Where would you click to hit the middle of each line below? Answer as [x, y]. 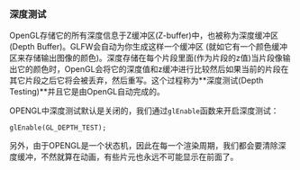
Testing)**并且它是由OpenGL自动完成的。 [87, 92]
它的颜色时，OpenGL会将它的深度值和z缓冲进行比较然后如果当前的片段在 [153, 69]
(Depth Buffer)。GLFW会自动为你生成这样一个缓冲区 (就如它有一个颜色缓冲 [149, 47]
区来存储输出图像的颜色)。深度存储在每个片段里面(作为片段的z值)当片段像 [146, 58]
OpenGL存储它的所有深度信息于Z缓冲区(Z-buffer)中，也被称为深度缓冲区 [144, 36]
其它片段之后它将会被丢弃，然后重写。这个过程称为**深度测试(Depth [136, 81]
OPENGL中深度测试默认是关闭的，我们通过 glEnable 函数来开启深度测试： [144, 111]
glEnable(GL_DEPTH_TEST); [58, 128]
